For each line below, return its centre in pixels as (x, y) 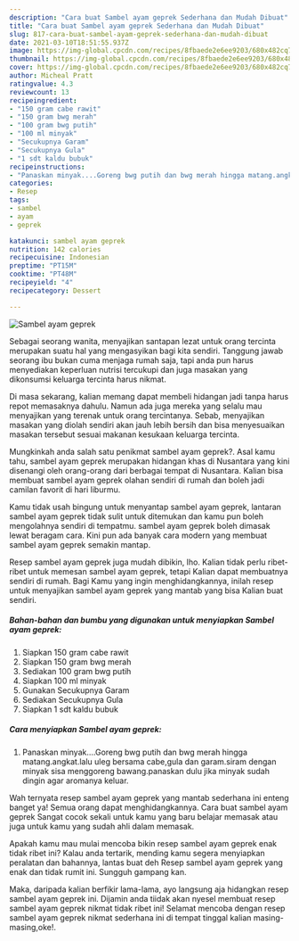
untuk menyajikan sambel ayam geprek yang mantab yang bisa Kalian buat (146, 590)
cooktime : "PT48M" (43, 274)
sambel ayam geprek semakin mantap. (80, 544)
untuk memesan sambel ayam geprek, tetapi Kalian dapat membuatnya (158, 571)
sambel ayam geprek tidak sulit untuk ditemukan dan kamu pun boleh (137, 516)
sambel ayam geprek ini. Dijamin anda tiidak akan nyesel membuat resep (142, 898)
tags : (19, 200)
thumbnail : (29, 59)
